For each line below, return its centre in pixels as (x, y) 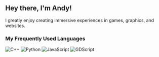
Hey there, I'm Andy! (38, 8)
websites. (15, 25)
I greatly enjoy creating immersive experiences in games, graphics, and (80, 20)
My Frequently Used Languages (45, 38)
